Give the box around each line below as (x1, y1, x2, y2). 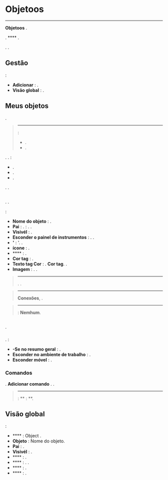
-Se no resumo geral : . (12, 346, 61, 352)
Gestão (5, 59, 28, 67)
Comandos (5, 370, 32, 377)
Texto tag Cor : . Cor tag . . (12, 261, 67, 267)
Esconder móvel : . (12, 357, 52, 363)
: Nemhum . (17, 309, 41, 315)
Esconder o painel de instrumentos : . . (12, 234, 94, 240)
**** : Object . (12, 433, 41, 439)
